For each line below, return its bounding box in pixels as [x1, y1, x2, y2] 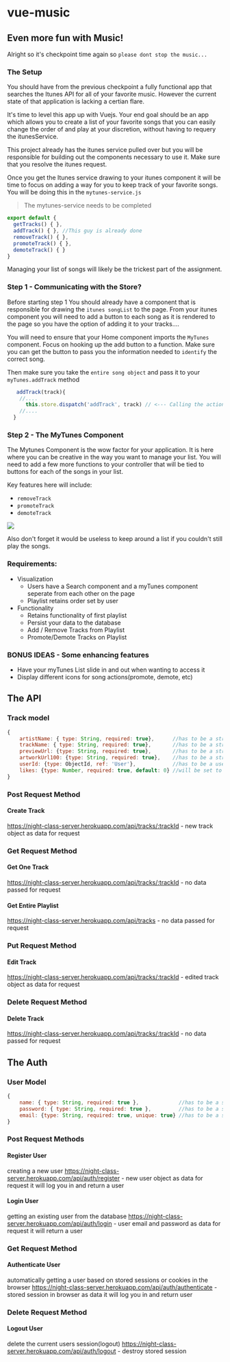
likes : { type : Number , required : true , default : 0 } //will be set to [19, 767, 222, 774]
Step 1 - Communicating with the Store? [7, 282, 142, 292]
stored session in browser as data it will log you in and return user [7, 1290, 193, 1298]
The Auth [7, 1057, 48, 1068]
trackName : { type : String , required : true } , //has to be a [19, 742, 213, 748]
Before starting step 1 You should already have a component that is [7, 298, 196, 306]
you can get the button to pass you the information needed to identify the [7, 347, 218, 355]
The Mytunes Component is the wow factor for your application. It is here [7, 446, 214, 454]
